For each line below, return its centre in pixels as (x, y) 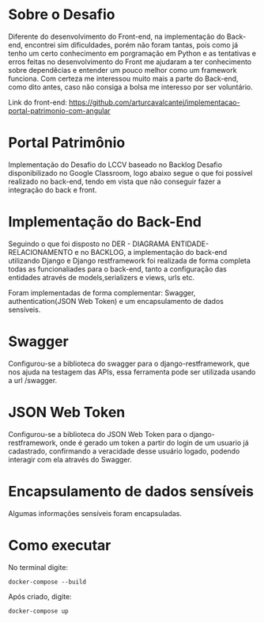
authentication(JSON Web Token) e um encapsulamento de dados (116, 301)
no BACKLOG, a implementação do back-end (154, 252)
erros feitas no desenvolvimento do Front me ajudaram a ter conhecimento (130, 62)
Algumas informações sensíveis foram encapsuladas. (95, 513)
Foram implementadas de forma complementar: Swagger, (102, 293)
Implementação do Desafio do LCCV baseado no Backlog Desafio (115, 165)
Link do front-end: (38, 102)
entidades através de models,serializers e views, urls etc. (102, 277)
